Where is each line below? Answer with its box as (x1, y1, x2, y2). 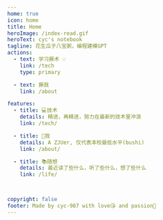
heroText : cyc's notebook (7, 36, 82, 43)
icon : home (7, 17, 39, 24)
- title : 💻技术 (13, 107, 58, 114)
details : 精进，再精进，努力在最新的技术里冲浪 (20, 113, 141, 121)
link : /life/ (20, 171, 58, 178)
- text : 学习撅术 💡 (13, 56, 66, 63)
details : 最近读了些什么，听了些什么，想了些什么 (20, 165, 147, 172)
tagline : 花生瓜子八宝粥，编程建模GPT (7, 43, 107, 50)
